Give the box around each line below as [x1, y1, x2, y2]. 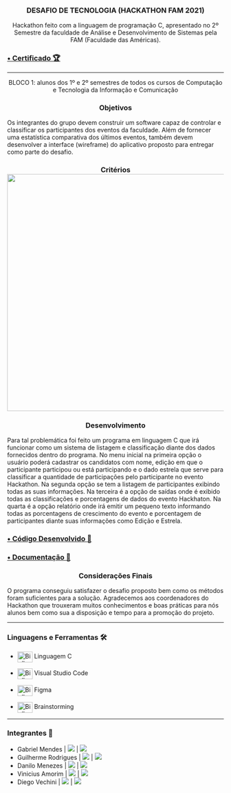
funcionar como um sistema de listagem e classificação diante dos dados [7, 443, 215, 452]
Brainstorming [34, 702, 74, 710]
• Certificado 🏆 [7, 54, 60, 63]
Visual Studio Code [34, 668, 89, 677]
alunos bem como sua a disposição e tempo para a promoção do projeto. [7, 609, 214, 617]
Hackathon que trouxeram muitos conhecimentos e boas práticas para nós [7, 601, 219, 610]
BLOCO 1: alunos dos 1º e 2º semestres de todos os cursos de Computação [8, 78, 223, 86]
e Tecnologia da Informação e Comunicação [52, 86, 179, 94]
